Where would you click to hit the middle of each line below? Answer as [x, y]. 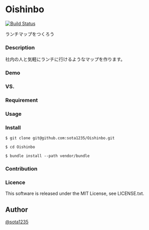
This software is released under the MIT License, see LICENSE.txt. [75, 194]
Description [20, 47]
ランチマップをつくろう [30, 34]
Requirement [22, 100]
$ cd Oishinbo [20, 147]
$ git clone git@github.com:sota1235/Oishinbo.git [60, 138]
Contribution [21, 169]
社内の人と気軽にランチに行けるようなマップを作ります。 [65, 59]
